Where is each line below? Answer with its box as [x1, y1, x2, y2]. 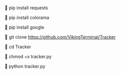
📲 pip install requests [5, 5, 48, 11]
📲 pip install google [5, 24, 45, 30]
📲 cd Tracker [5, 44, 31, 50]
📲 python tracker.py [5, 63, 46, 69]
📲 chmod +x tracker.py [5, 53, 52, 59]
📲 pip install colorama [5, 15, 50, 20]
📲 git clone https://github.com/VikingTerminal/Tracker [5, 34, 116, 40]
